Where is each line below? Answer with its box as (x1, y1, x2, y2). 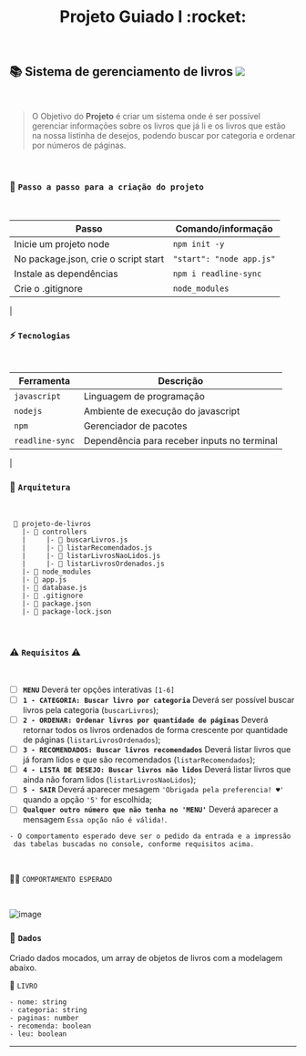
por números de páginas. (31, 140, 127, 150)
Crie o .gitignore (14, 283, 84, 295)
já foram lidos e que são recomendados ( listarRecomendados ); (22, 754, 256, 765)
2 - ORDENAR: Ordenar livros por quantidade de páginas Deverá (22, 714, 269, 726)
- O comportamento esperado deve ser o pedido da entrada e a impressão (9, 832, 291, 841)
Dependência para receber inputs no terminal (83, 435, 278, 448)
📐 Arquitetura (9, 481, 71, 493)
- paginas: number (9, 1013, 79, 1022)
